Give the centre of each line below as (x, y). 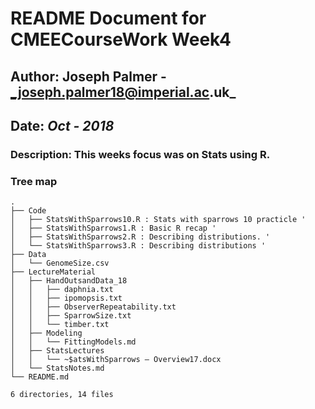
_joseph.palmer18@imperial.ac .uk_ (123, 92)
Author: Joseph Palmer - (88, 76)
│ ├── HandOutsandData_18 (69, 281)
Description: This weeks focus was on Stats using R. (140, 154)
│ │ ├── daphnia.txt (62, 290)
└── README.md (40, 377)
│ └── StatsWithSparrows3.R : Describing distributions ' (138, 246)
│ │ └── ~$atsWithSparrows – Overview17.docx (116, 360)
